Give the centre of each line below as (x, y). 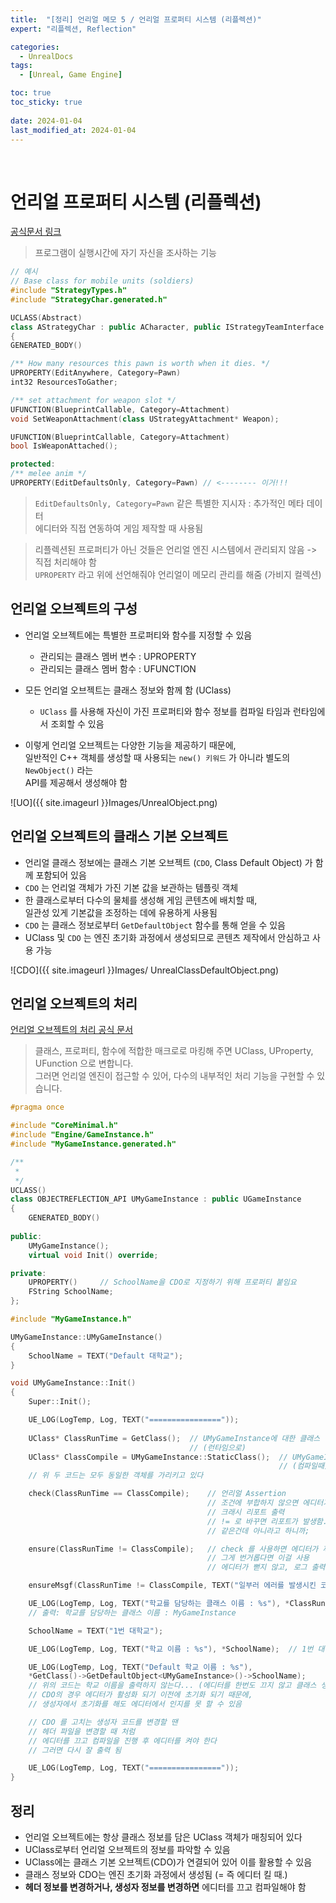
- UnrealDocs (46, 56)
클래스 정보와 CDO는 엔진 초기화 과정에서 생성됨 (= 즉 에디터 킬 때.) (156, 1874)
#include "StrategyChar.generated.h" (89, 299)
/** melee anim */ (48, 474)
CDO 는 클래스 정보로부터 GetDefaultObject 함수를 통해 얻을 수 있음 (155, 925)
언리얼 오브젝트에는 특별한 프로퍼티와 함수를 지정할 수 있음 (138, 635)
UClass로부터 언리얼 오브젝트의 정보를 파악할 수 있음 (127, 1849)
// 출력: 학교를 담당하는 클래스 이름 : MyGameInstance (132, 1612)
